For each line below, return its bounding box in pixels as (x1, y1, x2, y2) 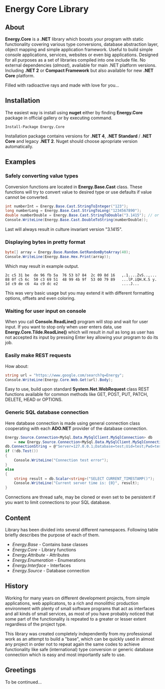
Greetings (5, 666, 36, 674)
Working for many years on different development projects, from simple (5, 595, 150, 601)
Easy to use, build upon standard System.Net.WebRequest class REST (5, 386, 150, 392)
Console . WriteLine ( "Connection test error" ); (14, 458, 109, 463)
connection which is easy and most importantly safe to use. (5, 652, 126, 657)
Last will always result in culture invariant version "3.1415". (5, 227, 123, 232)
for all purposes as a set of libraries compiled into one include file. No (5, 57, 146, 63)
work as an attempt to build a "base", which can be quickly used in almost (5, 636, 155, 642)
